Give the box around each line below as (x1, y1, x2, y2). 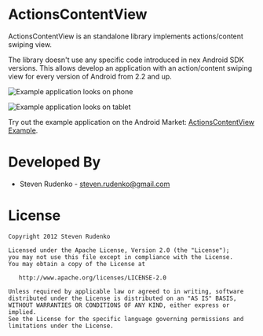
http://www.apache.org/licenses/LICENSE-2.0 (18, 273, 167, 282)
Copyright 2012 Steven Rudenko (8, 232, 111, 240)
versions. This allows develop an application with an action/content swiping (8, 63, 253, 72)
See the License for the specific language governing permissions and (8, 315, 244, 323)
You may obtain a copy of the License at (8, 260, 146, 268)
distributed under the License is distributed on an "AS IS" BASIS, (8, 294, 237, 302)
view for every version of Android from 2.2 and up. (8, 71, 173, 81)
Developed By (8, 153, 101, 171)
